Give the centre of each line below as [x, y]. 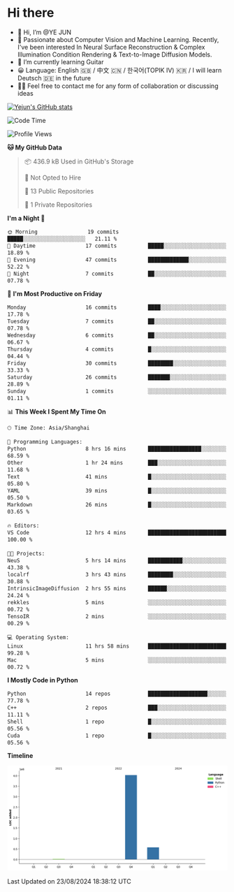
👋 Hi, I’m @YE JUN [44, 32]
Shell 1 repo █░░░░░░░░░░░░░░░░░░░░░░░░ [117, 722]
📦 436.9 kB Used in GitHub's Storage [79, 161]
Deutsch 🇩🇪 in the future [54, 78]
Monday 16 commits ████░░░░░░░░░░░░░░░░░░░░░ [117, 307]
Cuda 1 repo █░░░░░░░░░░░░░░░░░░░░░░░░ [117, 736]
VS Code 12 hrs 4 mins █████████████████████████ [117, 532]
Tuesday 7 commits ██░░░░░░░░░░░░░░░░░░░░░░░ [117, 321]
